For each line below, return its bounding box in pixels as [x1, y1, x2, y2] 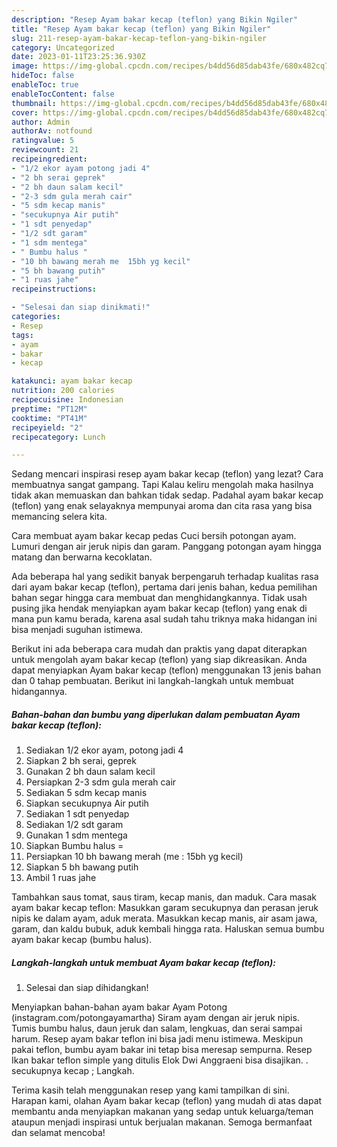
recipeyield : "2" [11, 422, 84, 433]
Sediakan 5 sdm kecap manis [25, 787, 148, 799]
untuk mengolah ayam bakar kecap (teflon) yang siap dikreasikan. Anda [11, 654, 308, 666]
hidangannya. [11, 686, 68, 698]
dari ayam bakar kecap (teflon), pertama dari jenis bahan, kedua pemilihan [11, 581, 318, 593]
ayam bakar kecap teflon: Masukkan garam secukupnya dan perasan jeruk [11, 902, 319, 914]
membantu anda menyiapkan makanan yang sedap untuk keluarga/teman [11, 1106, 314, 1118]
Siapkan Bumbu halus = [25, 840, 124, 852]
